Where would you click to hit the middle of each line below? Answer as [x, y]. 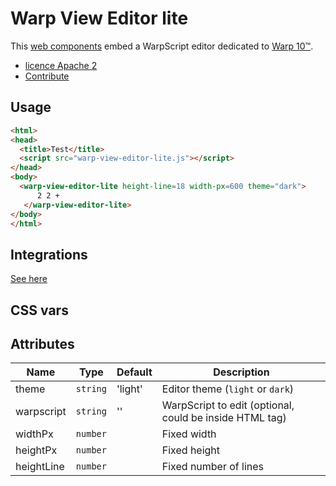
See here [29, 279]
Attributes [42, 343]
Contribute [47, 76]
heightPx [36, 450]
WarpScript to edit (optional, [228, 405]
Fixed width [189, 434]
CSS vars [39, 310]
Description [241, 372]
